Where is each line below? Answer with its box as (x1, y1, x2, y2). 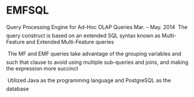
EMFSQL (6, 4, 49, 17)
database (6, 85, 30, 92)
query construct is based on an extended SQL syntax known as (6, 32, 161, 39)
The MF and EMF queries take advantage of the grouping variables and (7, 50, 182, 57)
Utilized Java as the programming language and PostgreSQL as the (7, 76, 172, 83)
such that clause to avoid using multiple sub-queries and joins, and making (6, 59, 189, 66)
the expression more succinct (6, 64, 79, 72)
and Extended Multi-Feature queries (25, 38, 114, 45)
